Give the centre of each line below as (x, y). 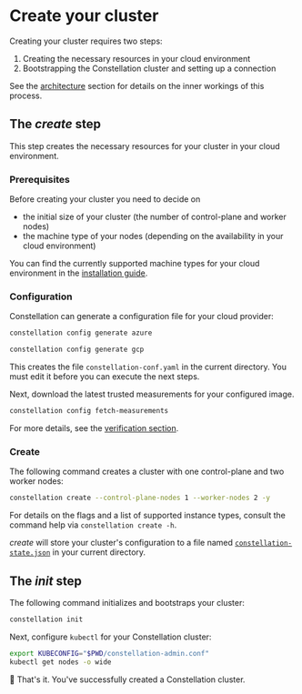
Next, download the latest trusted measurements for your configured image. (152, 394)
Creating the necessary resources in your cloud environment (136, 58)
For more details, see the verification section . (94, 427)
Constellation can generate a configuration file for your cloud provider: (142, 317)
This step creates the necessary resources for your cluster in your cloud (145, 146)
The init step (45, 581)
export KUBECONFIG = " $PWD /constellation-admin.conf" (109, 653)
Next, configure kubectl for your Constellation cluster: (111, 637)
